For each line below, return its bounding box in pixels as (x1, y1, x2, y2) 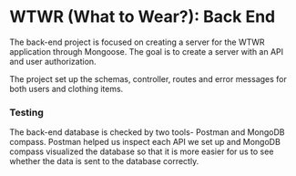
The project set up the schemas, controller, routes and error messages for (9, 73, 287, 84)
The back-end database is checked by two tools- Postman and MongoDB (9, 127, 285, 138)
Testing (9, 106, 44, 119)
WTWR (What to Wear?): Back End (9, 6, 276, 27)
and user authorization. (9, 56, 97, 67)
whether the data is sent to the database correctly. (9, 156, 199, 167)
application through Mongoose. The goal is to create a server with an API (9, 46, 284, 57)
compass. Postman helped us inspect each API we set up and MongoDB (9, 137, 281, 148)
